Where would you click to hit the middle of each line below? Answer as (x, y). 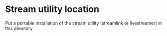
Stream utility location (52, 9)
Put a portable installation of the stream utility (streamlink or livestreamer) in (83, 23)
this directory (19, 28)
